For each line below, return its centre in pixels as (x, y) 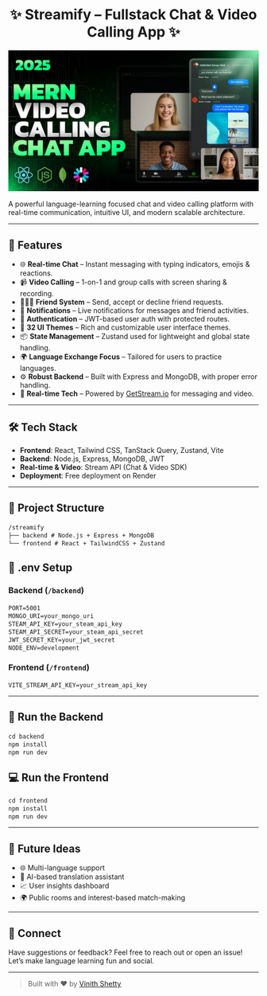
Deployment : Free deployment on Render (88, 476)
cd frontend (28, 801)
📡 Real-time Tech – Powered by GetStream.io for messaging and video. (137, 394)
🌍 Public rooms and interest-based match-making (102, 898)
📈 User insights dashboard (64, 886)
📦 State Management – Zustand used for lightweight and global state (135, 337)
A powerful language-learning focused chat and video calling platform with (131, 204)
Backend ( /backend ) (46, 591)
